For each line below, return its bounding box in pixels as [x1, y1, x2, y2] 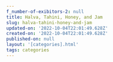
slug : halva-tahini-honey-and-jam [6, 19, 93, 25]
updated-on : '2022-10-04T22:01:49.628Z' [6, 25, 109, 31]
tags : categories [6, 47, 50, 53]
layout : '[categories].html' [6, 42, 79, 48]
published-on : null [6, 36, 55, 42]
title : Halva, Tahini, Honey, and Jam [6, 14, 103, 20]
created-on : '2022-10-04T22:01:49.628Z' [6, 31, 109, 37]
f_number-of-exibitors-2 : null [6, 8, 84, 15]
